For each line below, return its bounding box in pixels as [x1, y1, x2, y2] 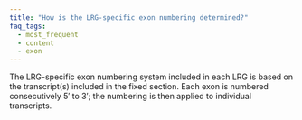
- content [17, 38, 54, 48]
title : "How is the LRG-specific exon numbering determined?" [9, 13, 249, 23]
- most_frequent [17, 30, 79, 39]
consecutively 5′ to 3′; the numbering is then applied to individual [9, 91, 251, 102]
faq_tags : [9, 22, 47, 31]
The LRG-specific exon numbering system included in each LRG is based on [9, 71, 294, 82]
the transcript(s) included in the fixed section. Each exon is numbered [9, 81, 269, 92]
